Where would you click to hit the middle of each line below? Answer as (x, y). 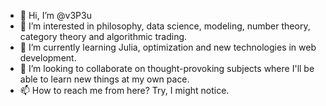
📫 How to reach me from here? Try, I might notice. (124, 90)
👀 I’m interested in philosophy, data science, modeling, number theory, (165, 26)
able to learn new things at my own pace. (104, 79)
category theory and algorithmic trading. (103, 36)
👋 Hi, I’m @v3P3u (55, 15)
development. (48, 58)
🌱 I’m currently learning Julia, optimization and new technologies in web (168, 47)
